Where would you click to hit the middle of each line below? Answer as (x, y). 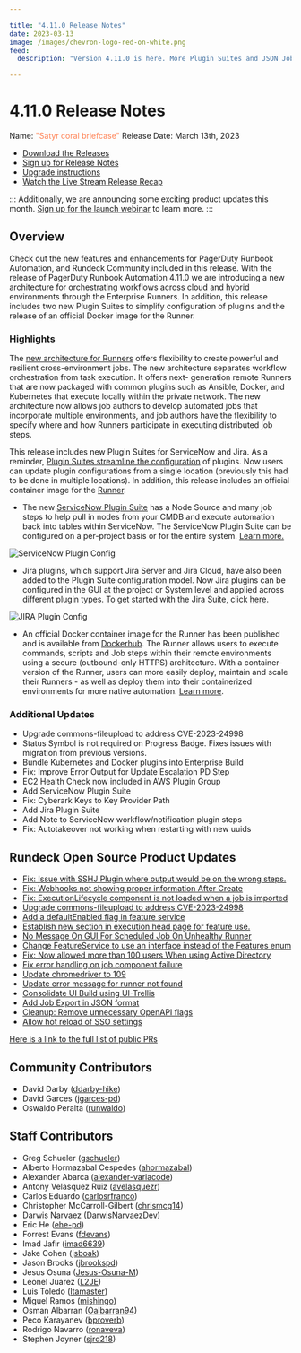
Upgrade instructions (61, 172)
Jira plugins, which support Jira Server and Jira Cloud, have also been (152, 571)
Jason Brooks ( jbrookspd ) (70, 1262)
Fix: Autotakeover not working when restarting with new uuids (137, 829)
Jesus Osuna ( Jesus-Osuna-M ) (80, 1272)
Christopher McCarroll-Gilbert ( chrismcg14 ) (103, 1205)
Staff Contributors (61, 1136)
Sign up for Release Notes (70, 163)
